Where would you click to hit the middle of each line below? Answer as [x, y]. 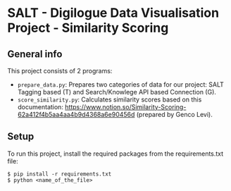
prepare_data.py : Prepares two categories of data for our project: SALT [120, 85]
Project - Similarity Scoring [88, 28]
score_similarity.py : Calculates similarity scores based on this [110, 99]
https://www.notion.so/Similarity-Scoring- [125, 107]
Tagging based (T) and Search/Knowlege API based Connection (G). [117, 92]
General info [35, 54]
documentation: [40, 107]
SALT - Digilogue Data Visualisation [113, 13]
